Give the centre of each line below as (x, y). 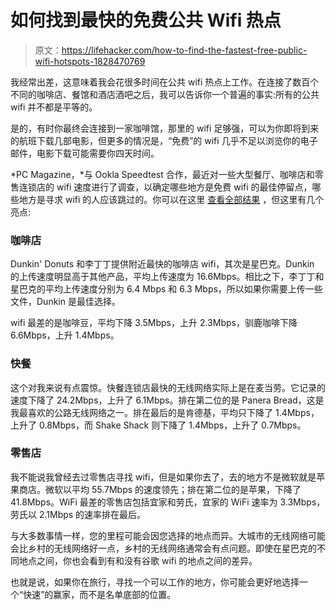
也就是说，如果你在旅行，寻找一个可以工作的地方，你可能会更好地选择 (155, 582)
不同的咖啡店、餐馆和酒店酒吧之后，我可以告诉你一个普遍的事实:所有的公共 (165, 94)
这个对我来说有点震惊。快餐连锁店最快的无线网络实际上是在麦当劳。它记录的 (168, 387)
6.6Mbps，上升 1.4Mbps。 (65, 335)
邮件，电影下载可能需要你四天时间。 (85, 153)
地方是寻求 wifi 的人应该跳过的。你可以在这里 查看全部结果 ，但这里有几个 (171, 199)
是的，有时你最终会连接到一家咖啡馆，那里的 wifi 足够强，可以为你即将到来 (165, 128)
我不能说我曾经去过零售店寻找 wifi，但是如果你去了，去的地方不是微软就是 (163, 477)
